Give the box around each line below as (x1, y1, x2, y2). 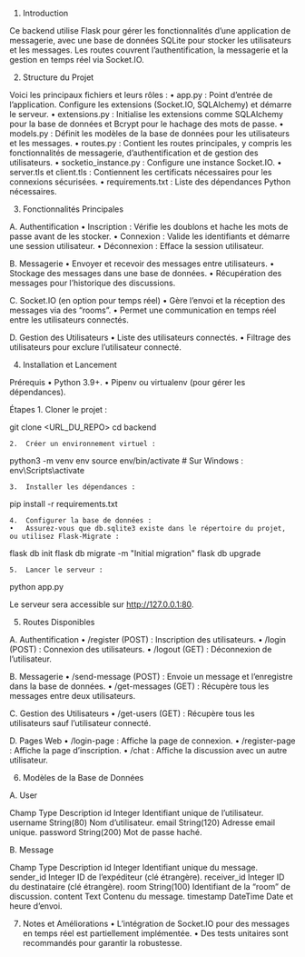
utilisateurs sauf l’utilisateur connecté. (9, 718, 152, 728)
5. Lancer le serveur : (9, 565, 103, 574)
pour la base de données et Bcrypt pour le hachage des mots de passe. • (9, 118, 284, 129)
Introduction (22, 8, 69, 18)
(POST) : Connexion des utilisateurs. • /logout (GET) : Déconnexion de (9, 644, 272, 654)
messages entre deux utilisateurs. (9, 691, 136, 701)
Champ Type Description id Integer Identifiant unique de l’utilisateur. (9, 808, 264, 818)
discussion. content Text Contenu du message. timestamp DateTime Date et (9, 891, 293, 902)
